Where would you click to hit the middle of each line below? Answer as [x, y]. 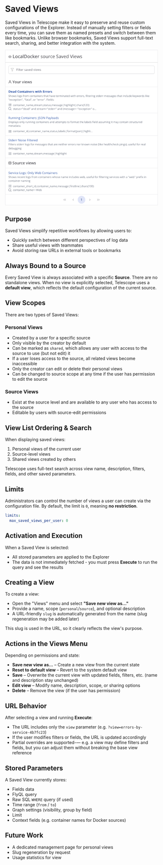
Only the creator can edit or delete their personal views [67, 369]
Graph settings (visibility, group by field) [52, 810]
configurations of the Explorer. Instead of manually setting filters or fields [78, 27]
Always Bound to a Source [46, 266]
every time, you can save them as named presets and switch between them [81, 33]
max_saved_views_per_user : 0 [39, 521]
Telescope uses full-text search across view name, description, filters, [75, 469]
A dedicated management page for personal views [63, 847]
